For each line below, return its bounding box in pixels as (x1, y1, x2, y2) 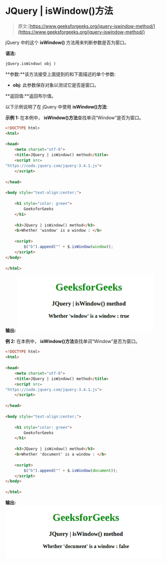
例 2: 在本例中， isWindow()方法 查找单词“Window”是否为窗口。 (5, 338, 140, 344)
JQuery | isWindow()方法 (5, 5, 114, 17)
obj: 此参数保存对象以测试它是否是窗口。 (12, 82, 99, 88)
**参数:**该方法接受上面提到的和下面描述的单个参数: (5, 71, 116, 77)
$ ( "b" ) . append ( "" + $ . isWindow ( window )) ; (24, 244, 114, 249)
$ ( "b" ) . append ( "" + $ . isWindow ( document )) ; (24, 468, 118, 473)
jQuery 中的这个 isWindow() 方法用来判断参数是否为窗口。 (5, 39, 129, 46)
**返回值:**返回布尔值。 (5, 93, 56, 99)
